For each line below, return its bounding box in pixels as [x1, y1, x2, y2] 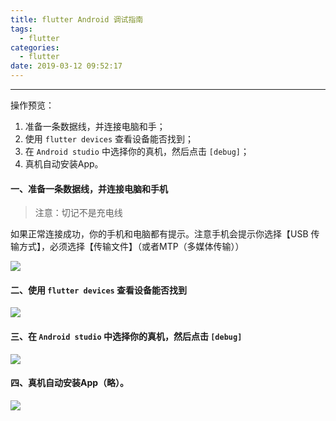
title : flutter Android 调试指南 [10, 14, 144, 25]
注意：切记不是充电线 [34, 207, 123, 219]
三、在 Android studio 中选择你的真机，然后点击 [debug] [10, 331, 243, 342]
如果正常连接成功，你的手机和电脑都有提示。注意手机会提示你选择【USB [10, 228, 309, 240]
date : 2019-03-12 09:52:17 [10, 61, 123, 71]
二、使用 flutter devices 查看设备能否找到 [10, 284, 188, 296]
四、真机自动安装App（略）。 [10, 377, 130, 389]
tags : [10, 24, 33, 34]
